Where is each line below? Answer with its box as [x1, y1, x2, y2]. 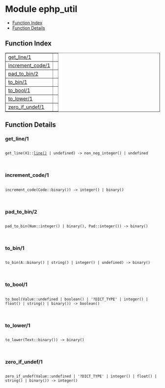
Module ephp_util [5, 3, 78, 15]
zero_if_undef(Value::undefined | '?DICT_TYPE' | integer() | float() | [5, 374, 157, 379]
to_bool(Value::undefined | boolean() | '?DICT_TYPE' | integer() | [5, 297, 148, 302]
